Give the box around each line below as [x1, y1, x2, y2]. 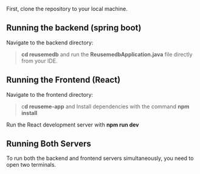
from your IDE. [21, 57, 58, 64]
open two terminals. [6, 161, 57, 169]
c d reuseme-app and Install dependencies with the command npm [21, 103, 190, 110]
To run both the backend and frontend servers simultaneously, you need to [6, 155, 194, 162]
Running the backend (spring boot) [6, 23, 142, 33]
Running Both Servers [6, 139, 91, 149]
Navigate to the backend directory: [6, 39, 94, 46]
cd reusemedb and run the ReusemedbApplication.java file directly [21, 50, 193, 58]
